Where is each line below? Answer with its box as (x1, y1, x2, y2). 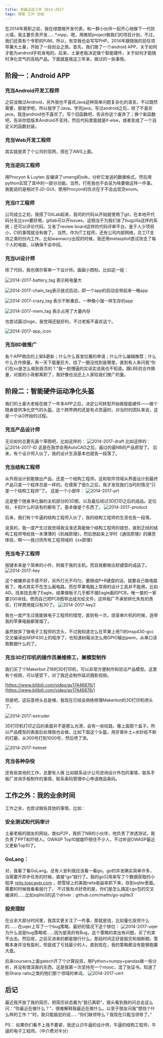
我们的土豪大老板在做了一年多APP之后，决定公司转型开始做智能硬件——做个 (5, 401, 158, 407)
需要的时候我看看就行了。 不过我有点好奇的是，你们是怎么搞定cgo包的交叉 (5, 886, 154, 892)
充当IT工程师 (5, 200, 35, 206)
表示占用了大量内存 (52, 308, 91, 314)
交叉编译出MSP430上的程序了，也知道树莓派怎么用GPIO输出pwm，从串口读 (5, 635, 157, 641)
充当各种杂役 (5, 758, 35, 765)
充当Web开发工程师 (5, 137, 51, 144)
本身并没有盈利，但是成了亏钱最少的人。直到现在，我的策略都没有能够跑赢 (9, 941, 158, 947)
